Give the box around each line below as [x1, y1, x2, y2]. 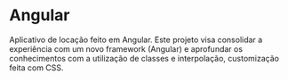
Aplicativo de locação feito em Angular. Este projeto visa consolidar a [9, 34, 263, 45]
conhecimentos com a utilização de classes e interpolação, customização [9, 53, 280, 63]
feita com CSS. [9, 62, 64, 73]
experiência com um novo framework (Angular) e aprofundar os [9, 43, 243, 54]
